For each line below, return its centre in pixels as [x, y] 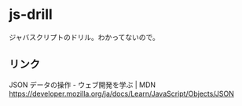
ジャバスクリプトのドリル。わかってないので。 [84, 37]
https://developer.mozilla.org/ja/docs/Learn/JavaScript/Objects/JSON [122, 93]
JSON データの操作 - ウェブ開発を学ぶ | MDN [82, 85]
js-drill [31, 15]
